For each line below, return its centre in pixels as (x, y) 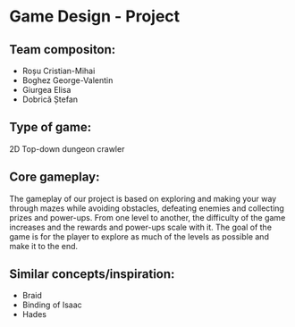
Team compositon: (63, 50)
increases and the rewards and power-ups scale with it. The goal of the (141, 227)
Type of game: (51, 127)
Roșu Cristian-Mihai (59, 71)
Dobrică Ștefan (50, 99)
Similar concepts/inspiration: (92, 274)
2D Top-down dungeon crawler (67, 148)
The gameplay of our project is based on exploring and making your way (143, 198)
